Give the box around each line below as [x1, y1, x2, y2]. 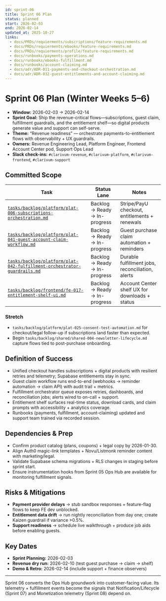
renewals [120, 219, 142, 226]
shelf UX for [120, 286, 148, 293]
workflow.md [7, 241, 36, 247]
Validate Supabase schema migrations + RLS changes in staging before [12, 458, 158, 464]
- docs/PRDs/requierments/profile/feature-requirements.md [9, 48, 134, 53]
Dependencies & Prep [5, 429, 73, 438]
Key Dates [5, 542, 38, 551]
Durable [120, 253, 139, 260]
